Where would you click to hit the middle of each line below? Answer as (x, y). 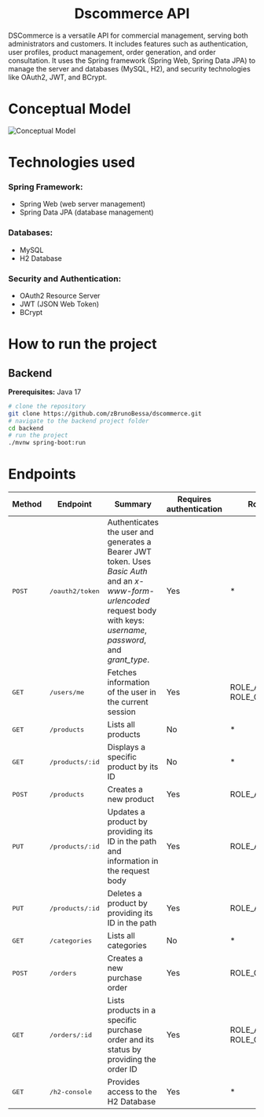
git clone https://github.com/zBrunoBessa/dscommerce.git (105, 413)
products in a (131, 1010)
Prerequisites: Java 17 (45, 392)
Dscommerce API (132, 14)
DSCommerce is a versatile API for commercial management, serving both (128, 35)
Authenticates (133, 522)
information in (133, 861)
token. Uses (129, 562)
